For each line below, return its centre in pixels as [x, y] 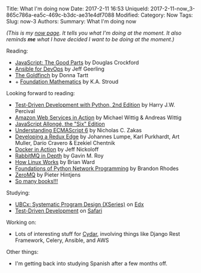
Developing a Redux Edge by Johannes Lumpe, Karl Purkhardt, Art [97, 136]
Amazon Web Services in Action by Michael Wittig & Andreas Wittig [98, 117]
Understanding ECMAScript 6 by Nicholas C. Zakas [78, 130]
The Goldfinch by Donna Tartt [52, 75]
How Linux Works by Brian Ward [55, 162]
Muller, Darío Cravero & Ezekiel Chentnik [65, 143]
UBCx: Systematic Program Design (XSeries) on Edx [79, 204]
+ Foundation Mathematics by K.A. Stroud [67, 81]
